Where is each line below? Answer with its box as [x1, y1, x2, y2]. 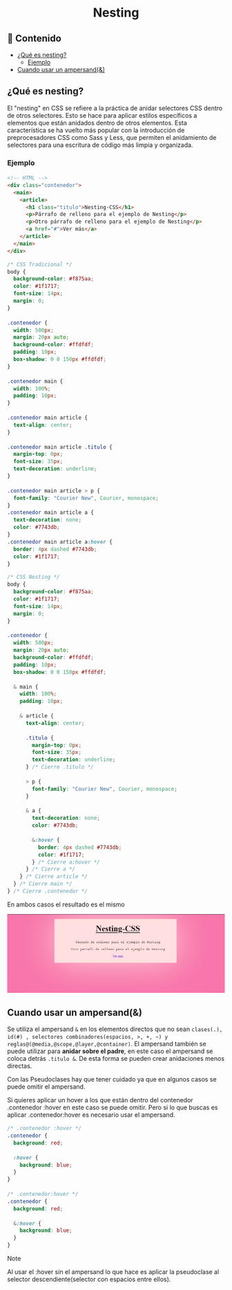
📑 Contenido [7, 33, 62, 44]
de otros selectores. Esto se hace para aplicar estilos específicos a [7, 111, 197, 119]
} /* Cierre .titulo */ [25, 764, 95, 771]
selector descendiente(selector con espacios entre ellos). [7, 1275, 171, 1283]
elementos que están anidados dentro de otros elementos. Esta [7, 118, 188, 127]
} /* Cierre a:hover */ [32, 859, 100, 866]
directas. [7, 1061, 32, 1070]
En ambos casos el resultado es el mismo [7, 900, 126, 908]
